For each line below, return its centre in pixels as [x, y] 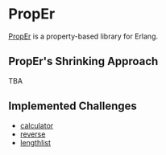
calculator [37, 125]
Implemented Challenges [73, 106]
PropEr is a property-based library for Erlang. [83, 36]
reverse [33, 134]
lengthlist [35, 142]
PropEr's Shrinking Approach [83, 61]
